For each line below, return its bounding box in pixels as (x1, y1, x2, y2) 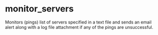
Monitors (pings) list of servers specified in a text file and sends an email (5, 19, 152, 25)
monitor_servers (5, 3, 74, 14)
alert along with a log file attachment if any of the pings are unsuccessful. (5, 24, 154, 30)
